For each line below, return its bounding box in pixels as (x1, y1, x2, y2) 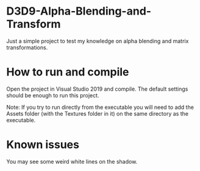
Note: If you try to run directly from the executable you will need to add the (6, 103, 194, 111)
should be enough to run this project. (6, 91, 99, 99)
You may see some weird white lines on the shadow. (6, 158, 138, 165)
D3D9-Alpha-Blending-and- (6, 4, 151, 18)
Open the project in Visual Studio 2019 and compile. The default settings (6, 85, 188, 92)
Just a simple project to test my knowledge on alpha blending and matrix (6, 37, 189, 44)
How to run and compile (6, 65, 129, 79)
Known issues (6, 138, 79, 152)
